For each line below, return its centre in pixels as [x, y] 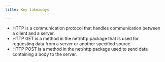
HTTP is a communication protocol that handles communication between [86, 28]
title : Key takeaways [27, 10]
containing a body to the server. [45, 54]
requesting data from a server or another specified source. [72, 44]
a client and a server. [33, 33]
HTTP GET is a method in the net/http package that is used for [75, 38]
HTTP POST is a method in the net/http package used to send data [80, 49]
